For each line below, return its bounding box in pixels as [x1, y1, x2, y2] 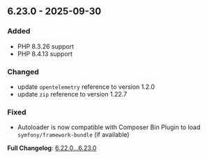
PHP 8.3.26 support [17, 42, 75, 51]
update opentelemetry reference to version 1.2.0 [17, 83, 155, 91]
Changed [7, 67, 40, 76]
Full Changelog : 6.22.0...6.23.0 [7, 144, 97, 152]
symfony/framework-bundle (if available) [17, 131, 130, 139]
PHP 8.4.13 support [17, 49, 73, 58]
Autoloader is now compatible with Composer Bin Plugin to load [17, 123, 201, 131]
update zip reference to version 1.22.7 [17, 90, 128, 98]
